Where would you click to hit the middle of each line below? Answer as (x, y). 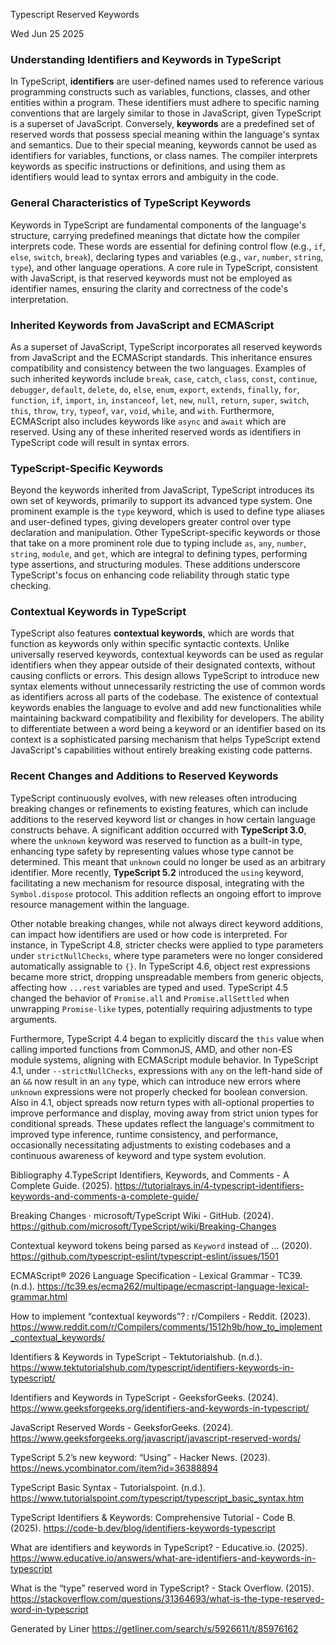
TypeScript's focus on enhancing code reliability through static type (150, 575)
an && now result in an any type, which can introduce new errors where (156, 1081)
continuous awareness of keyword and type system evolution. (138, 1155)
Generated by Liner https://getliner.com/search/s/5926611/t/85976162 (154, 1628)
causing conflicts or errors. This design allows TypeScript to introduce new (165, 676)
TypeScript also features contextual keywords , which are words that (152, 633)
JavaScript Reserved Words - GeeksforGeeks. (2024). (122, 1427)
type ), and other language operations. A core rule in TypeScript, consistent (164, 267)
